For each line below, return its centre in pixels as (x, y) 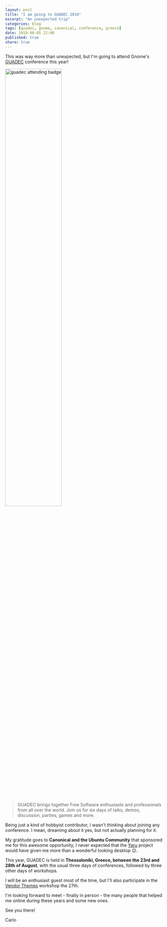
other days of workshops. (32, 871)
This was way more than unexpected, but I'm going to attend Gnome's (77, 56)
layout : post (19, 10)
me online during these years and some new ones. (57, 901)
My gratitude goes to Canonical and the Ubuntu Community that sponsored (84, 840)
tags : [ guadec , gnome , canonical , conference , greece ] (63, 28)
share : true (17, 42)
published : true (22, 38)
